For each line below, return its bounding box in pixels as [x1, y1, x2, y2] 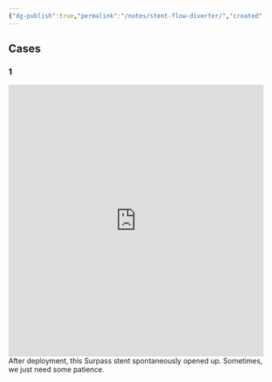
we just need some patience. [8, 364, 105, 374]
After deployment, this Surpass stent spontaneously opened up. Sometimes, [8, 355, 263, 365]
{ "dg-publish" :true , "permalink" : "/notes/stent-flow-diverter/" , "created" [8, 11, 263, 20]
